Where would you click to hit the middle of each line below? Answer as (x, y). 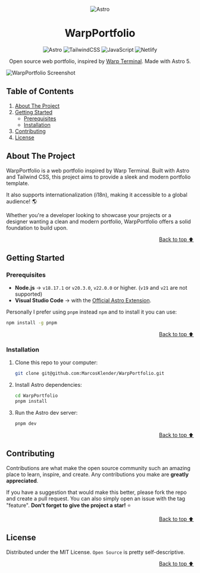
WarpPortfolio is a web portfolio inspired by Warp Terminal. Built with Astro (98, 170)
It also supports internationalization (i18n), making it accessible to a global (97, 195)
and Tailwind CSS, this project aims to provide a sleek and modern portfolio (99, 177)
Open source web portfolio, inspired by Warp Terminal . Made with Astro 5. (100, 61)
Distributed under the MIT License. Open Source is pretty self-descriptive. (96, 552)
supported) (29, 294)
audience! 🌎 (22, 201)
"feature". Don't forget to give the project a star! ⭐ (69, 505)
